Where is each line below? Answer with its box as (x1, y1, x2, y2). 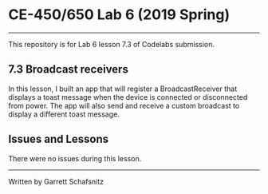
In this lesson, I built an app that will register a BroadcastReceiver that (8, 84, 238, 93)
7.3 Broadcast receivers (8, 62, 129, 77)
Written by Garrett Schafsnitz (8, 176, 104, 186)
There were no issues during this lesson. (8, 153, 142, 163)
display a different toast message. (8, 109, 120, 119)
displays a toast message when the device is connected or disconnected (8, 92, 248, 101)
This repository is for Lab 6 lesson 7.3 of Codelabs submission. (8, 39, 215, 49)
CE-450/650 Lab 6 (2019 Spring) (8, 6, 230, 24)
